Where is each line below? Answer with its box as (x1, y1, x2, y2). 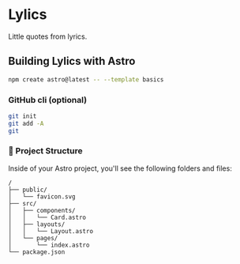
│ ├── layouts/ (8, 220, 66, 228)
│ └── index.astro (8, 241, 90, 249)
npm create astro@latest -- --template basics (8, 75, 164, 84)
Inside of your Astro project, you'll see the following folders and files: (8, 164, 233, 173)
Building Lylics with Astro (8, 55, 136, 68)
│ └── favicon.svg (8, 192, 77, 201)
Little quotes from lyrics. (8, 32, 88, 41)
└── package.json (8, 247, 66, 256)
